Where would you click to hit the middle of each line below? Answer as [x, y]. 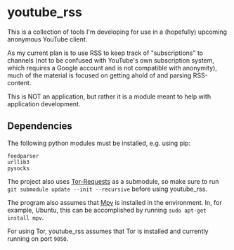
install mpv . [26, 217]
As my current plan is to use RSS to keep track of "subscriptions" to [105, 53]
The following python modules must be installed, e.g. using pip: [99, 143]
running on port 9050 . [38, 238]
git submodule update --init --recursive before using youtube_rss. [107, 189]
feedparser [23, 156]
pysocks [19, 168]
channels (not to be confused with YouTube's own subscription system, [111, 60]
